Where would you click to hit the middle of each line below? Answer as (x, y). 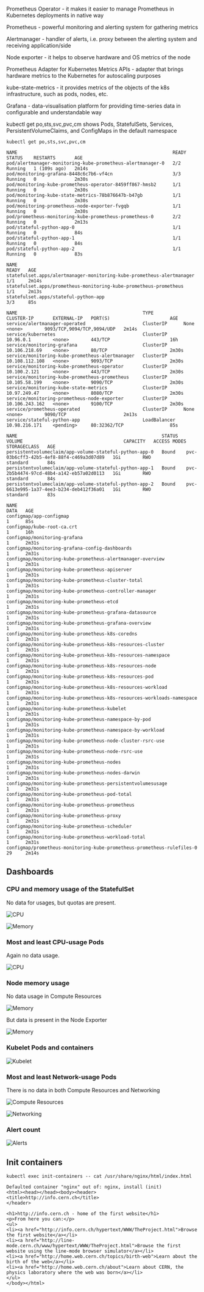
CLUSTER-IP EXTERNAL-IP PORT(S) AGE (92, 318)
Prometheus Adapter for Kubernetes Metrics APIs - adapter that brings (95, 69)
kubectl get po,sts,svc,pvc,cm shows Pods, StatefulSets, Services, (90, 124)
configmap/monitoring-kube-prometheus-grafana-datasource (81, 612)
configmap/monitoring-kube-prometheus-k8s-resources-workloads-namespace (102, 698)
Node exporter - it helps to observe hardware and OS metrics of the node (98, 57)
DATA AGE (20, 511)
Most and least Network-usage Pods (62, 1077)
